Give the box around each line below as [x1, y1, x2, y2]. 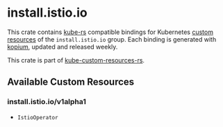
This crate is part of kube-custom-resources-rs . [7, 56, 144, 64]
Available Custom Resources [7, 76, 135, 88]
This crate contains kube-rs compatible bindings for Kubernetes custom [7, 28, 214, 36]
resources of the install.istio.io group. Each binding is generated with [7, 35, 217, 43]
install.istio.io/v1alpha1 [7, 97, 87, 107]
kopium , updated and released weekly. [7, 42, 118, 51]
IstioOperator [17, 114, 58, 121]
